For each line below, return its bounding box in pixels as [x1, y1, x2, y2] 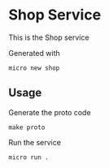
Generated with [8, 48, 60, 58]
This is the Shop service [8, 32, 89, 42]
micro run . [8, 153, 49, 162]
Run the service [8, 137, 61, 147]
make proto [8, 123, 46, 131]
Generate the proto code [8, 107, 91, 117]
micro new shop [8, 63, 60, 72]
